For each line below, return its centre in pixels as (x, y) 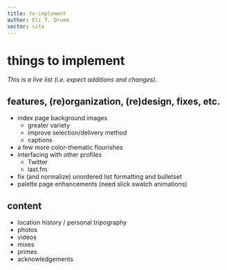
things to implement (66, 60)
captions (40, 140)
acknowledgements (45, 259)
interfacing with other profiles (60, 155)
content (25, 205)
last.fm (37, 169)
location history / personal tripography (72, 222)
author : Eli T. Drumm (38, 20)
